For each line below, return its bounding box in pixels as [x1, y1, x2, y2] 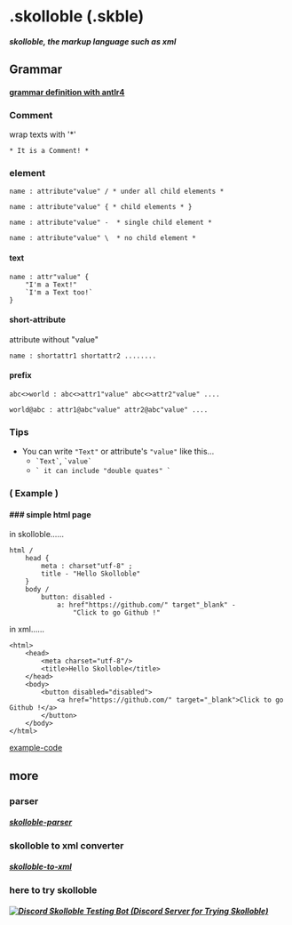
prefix [9, 370, 33, 381]
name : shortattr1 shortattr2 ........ [9, 351, 157, 360]
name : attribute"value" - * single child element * [9, 218, 213, 228]
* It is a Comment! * [9, 147, 90, 156]
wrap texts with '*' [9, 129, 77, 140]
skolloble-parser [9, 816, 73, 828]
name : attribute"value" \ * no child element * [9, 234, 197, 243]
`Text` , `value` [35, 455, 92, 466]
